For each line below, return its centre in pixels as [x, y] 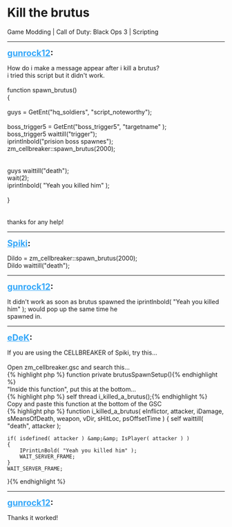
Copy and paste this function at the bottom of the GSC [85, 404]
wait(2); [18, 178]
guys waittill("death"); [38, 170]
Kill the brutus [48, 13]
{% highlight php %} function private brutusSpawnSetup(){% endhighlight [113, 375]
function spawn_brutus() [42, 90]
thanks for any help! [36, 221]
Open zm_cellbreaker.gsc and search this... [68, 367]
